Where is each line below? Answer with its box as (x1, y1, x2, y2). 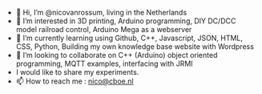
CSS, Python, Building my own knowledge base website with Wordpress (15, 42, 255, 51)
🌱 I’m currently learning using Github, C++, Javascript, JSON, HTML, (15, 33, 243, 43)
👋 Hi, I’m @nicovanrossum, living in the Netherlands (15, 8, 187, 17)
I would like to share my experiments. (15, 67, 139, 76)
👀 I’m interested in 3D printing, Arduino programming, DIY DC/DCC (15, 16, 236, 26)
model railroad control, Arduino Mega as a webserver (15, 25, 192, 34)
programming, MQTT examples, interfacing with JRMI (15, 59, 194, 68)
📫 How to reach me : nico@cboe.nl (15, 76, 134, 86)
